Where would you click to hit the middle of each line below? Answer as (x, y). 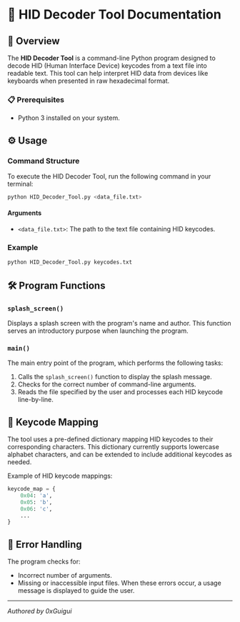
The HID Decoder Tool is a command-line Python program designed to (111, 58)
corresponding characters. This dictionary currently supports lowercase (113, 447)
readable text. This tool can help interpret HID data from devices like (108, 73)
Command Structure (44, 161)
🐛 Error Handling (45, 545)
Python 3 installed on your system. (69, 118)
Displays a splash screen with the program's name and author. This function (119, 323)
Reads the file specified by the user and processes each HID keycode (120, 392)
